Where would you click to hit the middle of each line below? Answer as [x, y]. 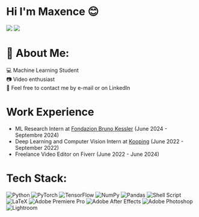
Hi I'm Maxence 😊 [53, 12]
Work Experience [50, 112]
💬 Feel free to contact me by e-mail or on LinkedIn [68, 88]
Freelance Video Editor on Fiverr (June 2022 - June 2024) [87, 154]
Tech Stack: [37, 178]
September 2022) [37, 147]
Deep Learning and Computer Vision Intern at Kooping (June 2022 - [99, 141]
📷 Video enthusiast [31, 79]
